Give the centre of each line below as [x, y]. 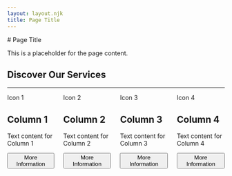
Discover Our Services [57, 74]
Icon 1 [16, 98]
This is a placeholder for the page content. [68, 53]
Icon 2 [72, 98]
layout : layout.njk [35, 13]
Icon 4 [186, 98]
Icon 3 [129, 98]
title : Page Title [33, 20]
